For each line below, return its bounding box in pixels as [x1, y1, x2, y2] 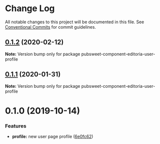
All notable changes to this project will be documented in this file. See [5, 19, 144, 25]
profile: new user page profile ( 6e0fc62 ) [12, 134, 94, 140]
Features [5, 122, 27, 129]
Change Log [5, 3, 55, 14]
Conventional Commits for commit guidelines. [5, 24, 96, 30]
